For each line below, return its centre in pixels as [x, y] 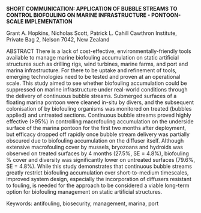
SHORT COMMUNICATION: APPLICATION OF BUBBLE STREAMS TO [92, 9]
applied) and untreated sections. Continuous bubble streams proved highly [99, 115]
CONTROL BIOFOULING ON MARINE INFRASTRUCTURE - [78, 15]
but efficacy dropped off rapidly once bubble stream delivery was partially [98, 134]
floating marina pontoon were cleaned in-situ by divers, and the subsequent [100, 102]
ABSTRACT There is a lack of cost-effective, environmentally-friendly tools [99, 51]
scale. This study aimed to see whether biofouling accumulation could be [97, 83]
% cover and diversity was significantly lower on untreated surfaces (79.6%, [101, 160]
